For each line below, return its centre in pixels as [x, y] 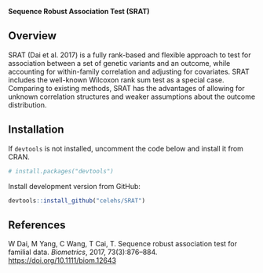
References [37, 225]
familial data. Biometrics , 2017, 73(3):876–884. [83, 252]
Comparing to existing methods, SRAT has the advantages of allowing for [126, 88]
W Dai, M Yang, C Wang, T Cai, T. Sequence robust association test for [123, 244]
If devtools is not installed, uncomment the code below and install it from [126, 148]
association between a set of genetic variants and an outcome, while [119, 63]
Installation [36, 130]
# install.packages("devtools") [61, 171]
